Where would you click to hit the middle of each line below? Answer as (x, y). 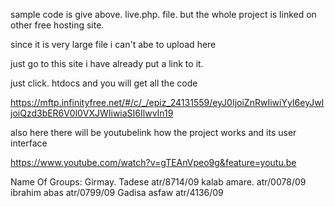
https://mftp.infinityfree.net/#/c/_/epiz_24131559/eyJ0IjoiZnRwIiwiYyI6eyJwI (167, 102)
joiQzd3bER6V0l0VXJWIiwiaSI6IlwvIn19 (92, 113)
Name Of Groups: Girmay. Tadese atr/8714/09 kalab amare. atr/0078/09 (158, 182)
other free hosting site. (57, 25)
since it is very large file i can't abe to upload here (113, 44)
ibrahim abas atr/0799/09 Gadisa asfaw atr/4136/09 (117, 192)
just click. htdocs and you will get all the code (104, 83)
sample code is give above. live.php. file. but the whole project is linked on (163, 14)
